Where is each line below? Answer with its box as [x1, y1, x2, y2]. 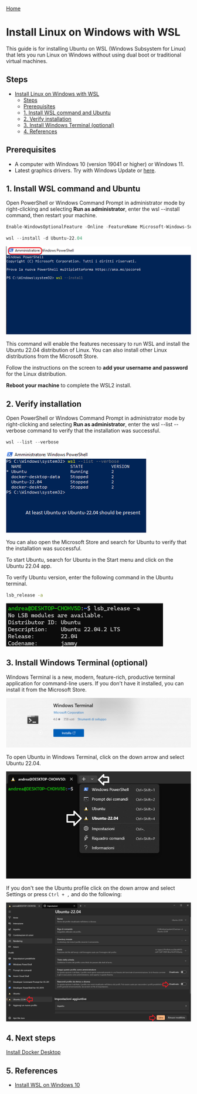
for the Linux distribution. [6, 370, 67, 377]
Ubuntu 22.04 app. [6, 562, 52, 569]
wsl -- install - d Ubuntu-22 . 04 [6, 236, 83, 241]
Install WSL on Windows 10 [14, 1082, 80, 1089]
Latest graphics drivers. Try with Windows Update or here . [14, 167, 157, 174]
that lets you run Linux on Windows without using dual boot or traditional [6, 51, 182, 58]
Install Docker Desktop [6, 1049, 61, 1056]
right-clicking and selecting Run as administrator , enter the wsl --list [6, 421, 173, 428]
